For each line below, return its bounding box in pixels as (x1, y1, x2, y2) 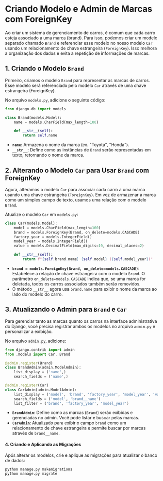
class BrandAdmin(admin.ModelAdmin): (5, 365, 81, 370)
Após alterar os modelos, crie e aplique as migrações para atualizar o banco (5, 452, 158, 458)
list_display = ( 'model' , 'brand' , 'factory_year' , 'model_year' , (14, 392, 151, 397)
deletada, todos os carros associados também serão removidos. (12, 281, 141, 287)
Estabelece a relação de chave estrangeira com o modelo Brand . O (12, 270, 145, 276)
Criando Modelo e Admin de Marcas (5, 3, 153, 15)
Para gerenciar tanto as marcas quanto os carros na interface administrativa (5, 318, 157, 324)
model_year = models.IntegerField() (14, 239, 88, 244)
